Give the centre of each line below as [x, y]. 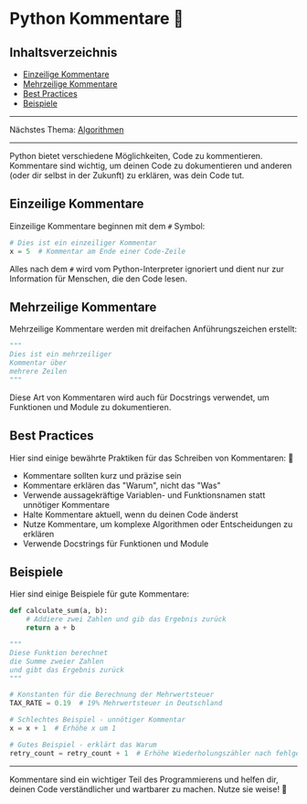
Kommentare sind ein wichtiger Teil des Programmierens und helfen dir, [144, 779]
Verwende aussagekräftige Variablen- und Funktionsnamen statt [144, 495]
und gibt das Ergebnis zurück [67, 670]
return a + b [51, 628]
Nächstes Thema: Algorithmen [67, 130]
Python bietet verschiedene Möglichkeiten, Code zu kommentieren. [136, 156]
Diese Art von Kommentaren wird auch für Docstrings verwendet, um [139, 397]
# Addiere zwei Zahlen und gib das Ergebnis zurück [126, 619]
